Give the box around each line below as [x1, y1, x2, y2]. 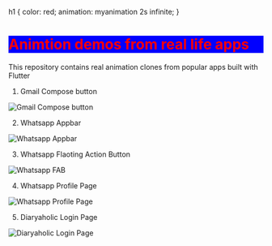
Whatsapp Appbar [19, 118, 82, 127]
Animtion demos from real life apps [8, 36, 249, 54]
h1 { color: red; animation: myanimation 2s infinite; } [8, 7, 180, 16]
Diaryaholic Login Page [19, 212, 98, 222]
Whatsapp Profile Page [19, 180, 97, 190]
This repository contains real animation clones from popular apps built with [8, 62, 259, 71]
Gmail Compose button [19, 86, 97, 96]
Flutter [8, 71, 31, 80]
